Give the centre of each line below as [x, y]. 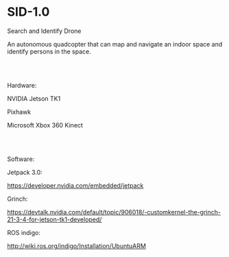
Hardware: [22, 85]
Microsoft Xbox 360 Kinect [45, 125]
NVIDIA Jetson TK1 [34, 98]
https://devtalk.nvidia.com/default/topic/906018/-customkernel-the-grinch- [114, 212]
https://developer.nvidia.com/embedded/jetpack [75, 185]
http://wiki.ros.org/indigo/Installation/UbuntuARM [76, 246]
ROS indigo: [24, 232]
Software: [21, 159]
